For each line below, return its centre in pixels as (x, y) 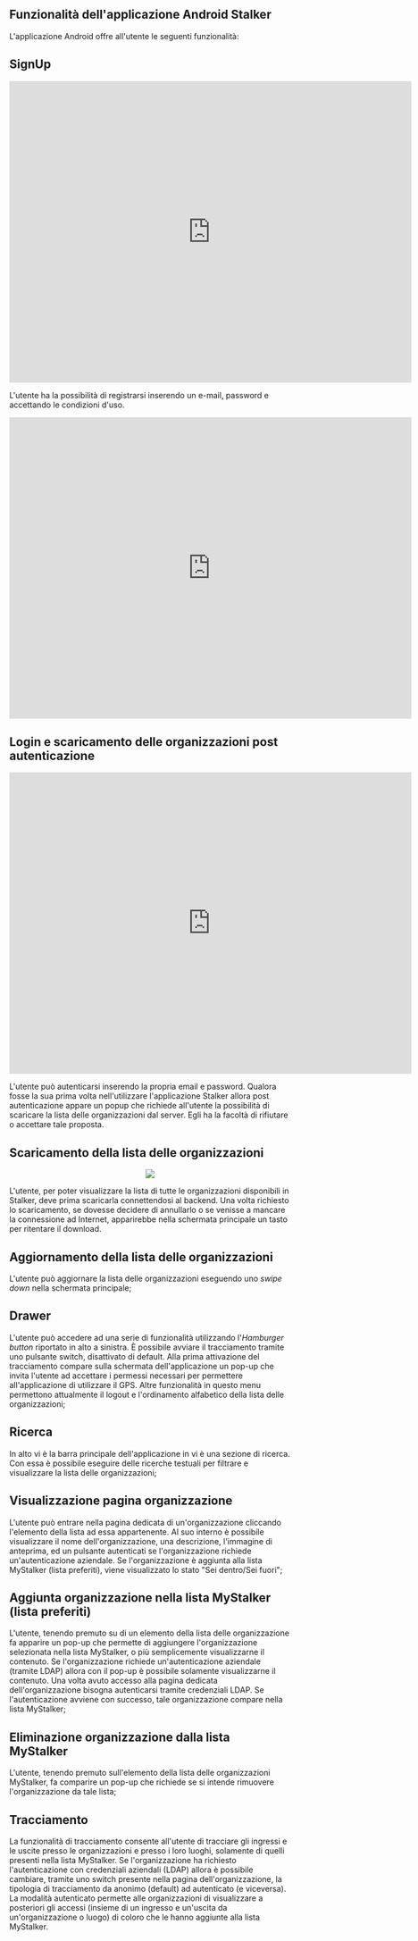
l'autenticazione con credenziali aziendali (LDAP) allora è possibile (131, 1870)
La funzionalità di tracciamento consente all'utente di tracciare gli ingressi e (148, 1841)
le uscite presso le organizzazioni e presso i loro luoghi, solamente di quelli (147, 1850)
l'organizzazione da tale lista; (63, 1792)
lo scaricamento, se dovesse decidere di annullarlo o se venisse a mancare (147, 1210)
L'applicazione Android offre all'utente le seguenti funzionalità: (124, 36)
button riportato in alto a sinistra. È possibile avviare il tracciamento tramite (147, 1347)
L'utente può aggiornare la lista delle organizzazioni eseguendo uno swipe (146, 1279)
